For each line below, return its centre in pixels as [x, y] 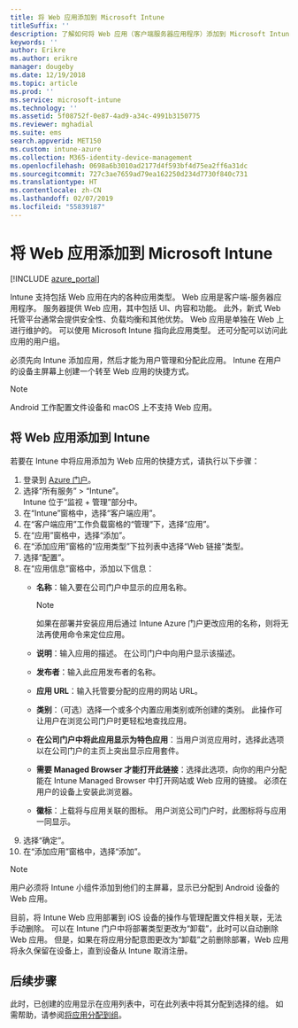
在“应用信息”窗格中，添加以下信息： [88, 568]
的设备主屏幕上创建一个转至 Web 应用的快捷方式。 [102, 371]
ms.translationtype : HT [54, 183]
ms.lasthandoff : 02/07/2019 [62, 199]
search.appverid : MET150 [56, 141]
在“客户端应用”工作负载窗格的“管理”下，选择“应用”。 [118, 524]
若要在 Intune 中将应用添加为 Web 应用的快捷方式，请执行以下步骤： [135, 461]
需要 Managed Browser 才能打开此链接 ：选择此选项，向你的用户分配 [161, 769]
